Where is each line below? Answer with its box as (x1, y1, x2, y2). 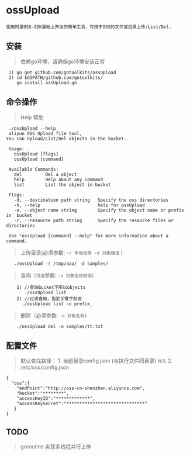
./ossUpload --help (8, 125, 57, 132)
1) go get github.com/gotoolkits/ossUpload (8, 70, 116, 75)
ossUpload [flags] (13, 151, 59, 157)
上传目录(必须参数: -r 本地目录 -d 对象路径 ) (20, 249, 123, 256)
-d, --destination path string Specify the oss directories (13, 197, 168, 203)
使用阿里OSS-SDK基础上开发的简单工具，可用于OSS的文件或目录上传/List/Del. (6, 24, 172, 30)
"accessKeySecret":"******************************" (16, 401, 148, 407)
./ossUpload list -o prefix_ (21, 300, 93, 307)
